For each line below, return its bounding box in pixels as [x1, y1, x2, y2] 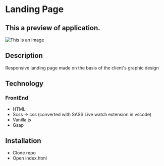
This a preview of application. [5, 24, 100, 32]
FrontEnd [5, 95, 29, 102]
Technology [5, 79, 44, 88]
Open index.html [12, 155, 47, 161]
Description [5, 51, 43, 60]
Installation [5, 136, 41, 145]
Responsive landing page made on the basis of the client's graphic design [5, 64, 159, 71]
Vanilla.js [12, 117, 31, 123]
